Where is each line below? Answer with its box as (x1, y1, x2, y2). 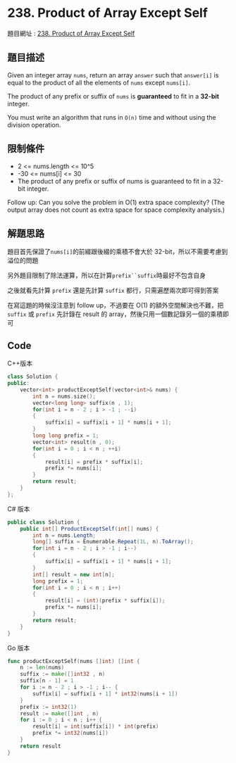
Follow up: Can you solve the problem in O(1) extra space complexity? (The (7, 198, 225, 206)
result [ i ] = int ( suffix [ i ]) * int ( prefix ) (32, 723, 159, 730)
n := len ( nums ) (20, 664, 65, 671)
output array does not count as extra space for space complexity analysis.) (7, 206, 225, 214)
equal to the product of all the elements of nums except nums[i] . (7, 78, 191, 87)
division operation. (7, 120, 61, 129)
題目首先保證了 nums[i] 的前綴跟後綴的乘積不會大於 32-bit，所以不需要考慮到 (7, 248, 228, 256)
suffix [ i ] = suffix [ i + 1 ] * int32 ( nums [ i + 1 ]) (32, 690, 178, 698)
